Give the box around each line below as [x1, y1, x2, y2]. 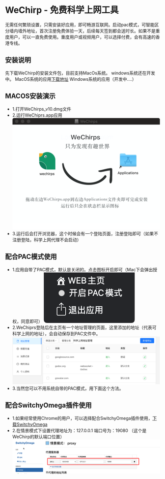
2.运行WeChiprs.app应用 [12, 112, 62, 118]
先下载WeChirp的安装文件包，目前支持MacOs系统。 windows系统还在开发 [5, 70, 156, 76]
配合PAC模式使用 [5, 253, 57, 261]
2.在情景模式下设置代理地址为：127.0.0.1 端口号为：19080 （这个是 [12, 427, 147, 433]
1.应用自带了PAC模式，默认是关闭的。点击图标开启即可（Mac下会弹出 [12, 266, 153, 272]
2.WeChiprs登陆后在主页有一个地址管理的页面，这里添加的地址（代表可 [12, 324, 157, 330]
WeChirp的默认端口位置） [12, 434, 65, 440]
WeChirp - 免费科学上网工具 [5, 4, 119, 16]
